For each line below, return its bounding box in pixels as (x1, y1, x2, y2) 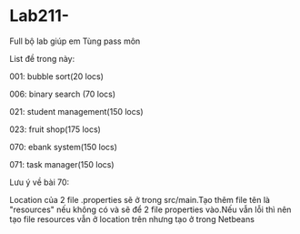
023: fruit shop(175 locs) (9, 124, 102, 135)
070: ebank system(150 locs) (9, 141, 118, 152)
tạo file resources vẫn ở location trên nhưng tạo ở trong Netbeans (9, 213, 255, 224)
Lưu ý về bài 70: (9, 177, 70, 188)
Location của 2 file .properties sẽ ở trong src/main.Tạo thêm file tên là (9, 194, 271, 205)
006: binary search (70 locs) (9, 88, 116, 99)
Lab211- (9, 5, 70, 26)
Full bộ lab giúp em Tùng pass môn (9, 36, 141, 46)
